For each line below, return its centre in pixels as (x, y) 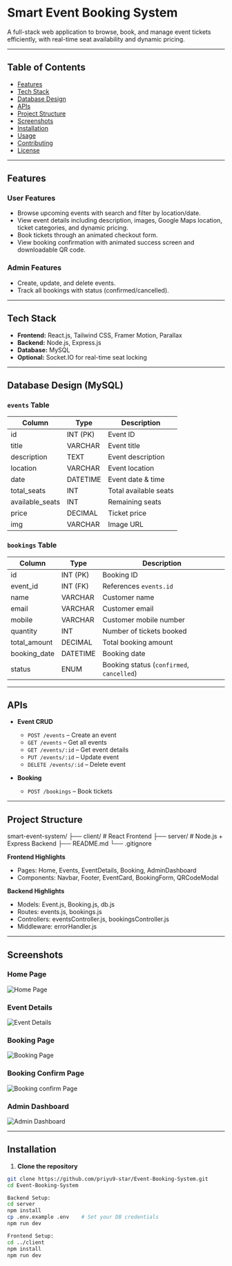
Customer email (128, 608)
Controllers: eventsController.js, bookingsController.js (93, 919)
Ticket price (127, 513)
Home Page (27, 974)
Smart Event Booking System (93, 13)
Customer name (128, 597)
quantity (24, 631)
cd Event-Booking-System (43, 1185)
